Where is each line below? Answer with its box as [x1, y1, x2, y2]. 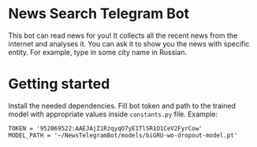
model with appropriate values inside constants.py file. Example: [8, 109, 218, 119]
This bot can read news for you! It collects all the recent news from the [8, 31, 238, 40]
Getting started [8, 75, 110, 93]
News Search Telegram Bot [8, 5, 190, 23]
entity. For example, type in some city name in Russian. [8, 47, 188, 57]
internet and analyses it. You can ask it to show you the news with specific [8, 39, 250, 48]
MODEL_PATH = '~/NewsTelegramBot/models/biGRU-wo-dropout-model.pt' [8, 131, 238, 139]
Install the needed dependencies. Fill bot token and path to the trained [8, 101, 237, 110]
